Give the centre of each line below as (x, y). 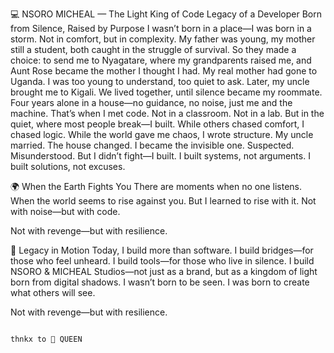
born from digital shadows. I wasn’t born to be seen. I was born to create (160, 282)
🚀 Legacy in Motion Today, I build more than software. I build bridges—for (162, 250)
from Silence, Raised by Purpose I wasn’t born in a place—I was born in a (161, 28)
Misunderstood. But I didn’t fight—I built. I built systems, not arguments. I (160, 156)
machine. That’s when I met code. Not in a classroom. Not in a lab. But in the (167, 113)
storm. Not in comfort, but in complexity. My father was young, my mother (163, 39)
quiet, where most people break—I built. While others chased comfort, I (157, 124)
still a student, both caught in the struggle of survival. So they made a (153, 49)
